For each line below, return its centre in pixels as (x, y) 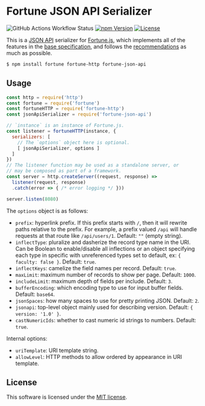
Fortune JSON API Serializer (79, 11)
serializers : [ (31, 137)
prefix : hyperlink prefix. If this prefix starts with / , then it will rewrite (101, 223)
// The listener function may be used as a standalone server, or (93, 165)
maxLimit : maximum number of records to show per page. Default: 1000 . (106, 275)
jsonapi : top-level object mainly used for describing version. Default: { (104, 307)
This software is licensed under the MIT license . (67, 397)
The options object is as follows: (47, 211)
